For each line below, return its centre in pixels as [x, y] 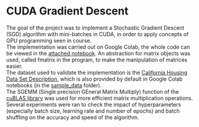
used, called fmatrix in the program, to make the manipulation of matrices [97, 60]
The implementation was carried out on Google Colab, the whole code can [98, 47]
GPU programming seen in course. [49, 40]
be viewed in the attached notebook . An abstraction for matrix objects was [98, 53]
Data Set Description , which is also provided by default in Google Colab [94, 79]
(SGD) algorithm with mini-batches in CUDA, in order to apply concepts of [97, 34]
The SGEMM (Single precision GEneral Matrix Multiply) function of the [93, 91]
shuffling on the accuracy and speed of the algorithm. [73, 117]
